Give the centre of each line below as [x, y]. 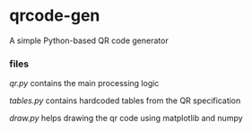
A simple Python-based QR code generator [89, 40]
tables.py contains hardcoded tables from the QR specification [125, 101]
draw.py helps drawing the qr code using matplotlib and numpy [126, 119]
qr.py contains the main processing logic [84, 84]
